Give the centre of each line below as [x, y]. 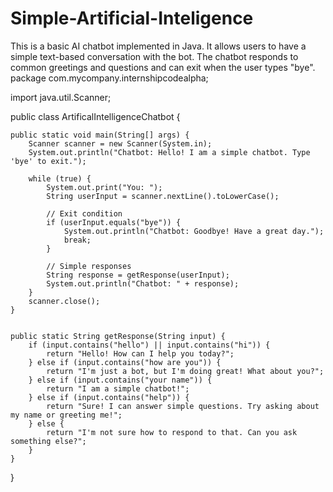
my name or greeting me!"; [66, 415]
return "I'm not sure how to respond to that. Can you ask [172, 432]
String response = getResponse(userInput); [138, 275]
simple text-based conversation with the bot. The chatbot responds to [154, 56]
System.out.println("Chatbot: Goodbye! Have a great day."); [194, 231]
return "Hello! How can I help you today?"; [140, 353]
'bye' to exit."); [48, 161]
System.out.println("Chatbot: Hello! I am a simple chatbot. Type [169, 152]
